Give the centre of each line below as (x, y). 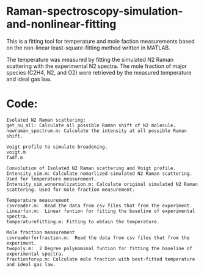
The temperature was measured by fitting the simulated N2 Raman (90, 59)
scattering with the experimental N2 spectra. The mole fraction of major (97, 66)
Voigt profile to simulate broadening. (57, 147)
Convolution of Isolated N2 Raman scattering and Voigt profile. (91, 168)
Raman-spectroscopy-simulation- (95, 11)
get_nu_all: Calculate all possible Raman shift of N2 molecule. (91, 125)
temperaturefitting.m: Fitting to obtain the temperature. (83, 221)
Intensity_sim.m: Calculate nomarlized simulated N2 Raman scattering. (99, 173)
